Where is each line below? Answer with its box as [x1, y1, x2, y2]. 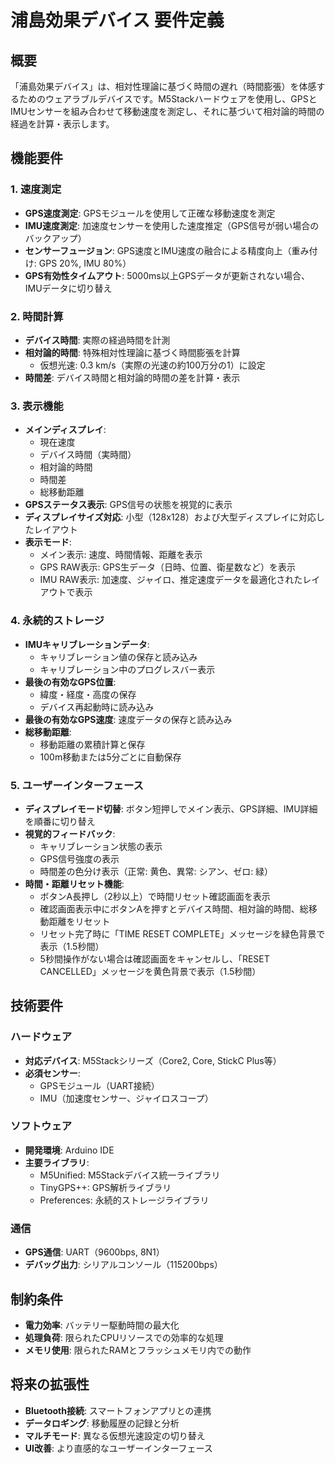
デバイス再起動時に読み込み [39, 701, 155, 713]
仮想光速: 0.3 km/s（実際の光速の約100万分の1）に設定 [39, 359, 266, 371]
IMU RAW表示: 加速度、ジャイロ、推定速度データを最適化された [39, 574, 303, 586]
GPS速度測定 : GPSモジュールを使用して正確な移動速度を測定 [24, 207, 276, 219]
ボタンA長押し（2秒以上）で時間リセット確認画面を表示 [39, 890, 271, 902]
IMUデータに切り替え [24, 282, 113, 294]
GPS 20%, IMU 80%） [38, 257, 132, 269]
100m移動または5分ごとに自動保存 [39, 751, 182, 763]
